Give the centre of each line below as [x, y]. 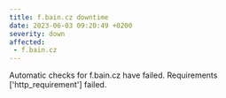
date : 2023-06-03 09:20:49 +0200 [71, 26]
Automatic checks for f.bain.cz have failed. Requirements [113, 75]
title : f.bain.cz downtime [59, 17]
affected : [27, 42]
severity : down [37, 34]
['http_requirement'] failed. [58, 85]
